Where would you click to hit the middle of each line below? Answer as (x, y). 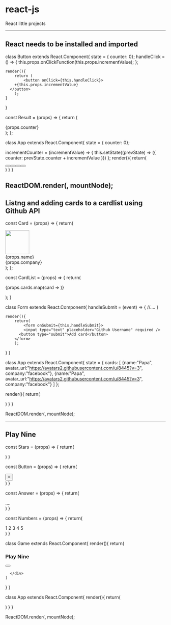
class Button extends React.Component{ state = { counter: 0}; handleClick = (85, 57)
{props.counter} (22, 127)
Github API (23, 211)
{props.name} (20, 257)
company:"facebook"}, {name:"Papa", (45, 373)
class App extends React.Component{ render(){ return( (63, 597)
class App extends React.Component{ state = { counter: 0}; (67, 142)
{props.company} (24, 262)
